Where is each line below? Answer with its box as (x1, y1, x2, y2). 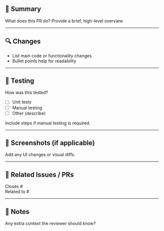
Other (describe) (12, 110, 46, 116)
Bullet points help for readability (12, 58, 77, 64)
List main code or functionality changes (12, 52, 92, 59)
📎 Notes (5, 208, 30, 216)
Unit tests (12, 99, 32, 105)
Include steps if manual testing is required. (5, 120, 91, 126)
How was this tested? (5, 90, 48, 95)
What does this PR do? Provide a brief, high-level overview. (5, 18, 124, 23)
